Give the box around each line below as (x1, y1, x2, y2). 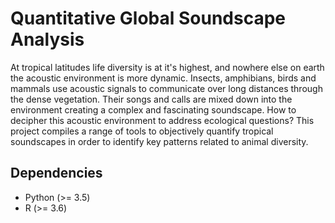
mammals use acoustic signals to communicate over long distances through (10, 82, 323, 94)
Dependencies (10, 165, 103, 182)
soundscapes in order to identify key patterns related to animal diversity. (10, 135, 309, 147)
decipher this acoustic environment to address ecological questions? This (10, 114, 315, 126)
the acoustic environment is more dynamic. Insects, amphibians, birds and (10, 72, 317, 84)
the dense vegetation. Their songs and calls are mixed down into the (10, 93, 293, 105)
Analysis (10, 28, 85, 51)
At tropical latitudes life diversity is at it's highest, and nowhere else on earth (10, 61, 325, 73)
